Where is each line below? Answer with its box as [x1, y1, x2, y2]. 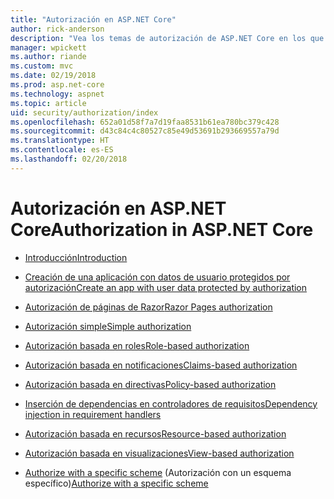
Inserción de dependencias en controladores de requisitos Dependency [24, 397, 318, 410]
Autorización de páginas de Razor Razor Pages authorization [24, 301, 273, 313]
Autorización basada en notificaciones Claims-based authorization [24, 359, 298, 371]
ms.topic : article [10, 98, 87, 108]
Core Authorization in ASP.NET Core [10, 218, 314, 241]
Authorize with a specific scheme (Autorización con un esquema [24, 466, 292, 478]
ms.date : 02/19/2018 [10, 71, 97, 81]
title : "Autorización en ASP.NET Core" [10, 14, 177, 25]
